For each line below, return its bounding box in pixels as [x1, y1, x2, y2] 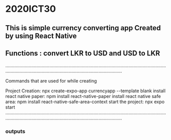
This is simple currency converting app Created [5, 24, 161, 32]
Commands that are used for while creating [5, 78, 97, 84]
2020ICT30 [5, 3, 56, 15]
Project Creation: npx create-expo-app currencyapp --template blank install [5, 88, 166, 94]
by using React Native [5, 31, 77, 40]
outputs [5, 128, 26, 135]
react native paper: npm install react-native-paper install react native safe [5, 93, 161, 99]
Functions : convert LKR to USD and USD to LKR [5, 49, 160, 57]
